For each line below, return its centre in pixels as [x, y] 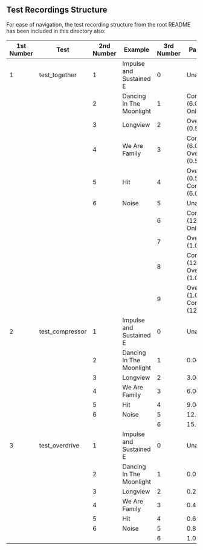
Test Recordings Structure [57, 10]
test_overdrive [59, 445]
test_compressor [63, 331]
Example [137, 50]
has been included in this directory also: [56, 31]
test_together [58, 75]
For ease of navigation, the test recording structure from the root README [98, 24]
